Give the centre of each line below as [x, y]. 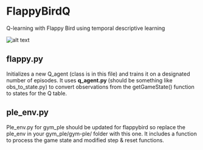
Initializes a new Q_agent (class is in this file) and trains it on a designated [98, 74]
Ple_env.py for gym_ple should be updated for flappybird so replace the [96, 127]
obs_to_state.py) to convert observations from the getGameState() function [100, 87]
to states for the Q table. [37, 93]
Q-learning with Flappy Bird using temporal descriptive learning [86, 28]
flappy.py [25, 59]
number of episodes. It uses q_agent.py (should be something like [90, 80]
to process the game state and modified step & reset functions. [85, 140]
